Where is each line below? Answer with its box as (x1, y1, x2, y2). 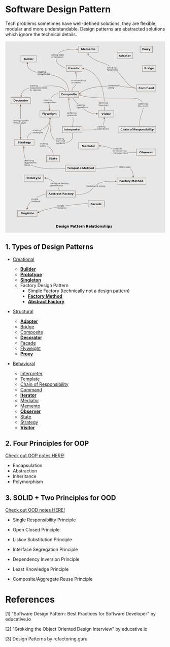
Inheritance (12, 473, 37, 480)
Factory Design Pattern (20, 282, 69, 288)
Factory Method (27, 293, 62, 299)
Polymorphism (12, 479, 43, 485)
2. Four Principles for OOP (5, 439, 89, 447)
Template (20, 376, 40, 382)
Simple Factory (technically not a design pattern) (27, 288, 130, 294)
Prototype (20, 271, 42, 277)
